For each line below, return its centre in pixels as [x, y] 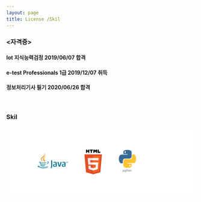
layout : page [23, 13]
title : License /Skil [33, 19]
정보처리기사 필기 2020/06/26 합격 [48, 87]
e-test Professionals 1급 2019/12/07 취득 [57, 72]
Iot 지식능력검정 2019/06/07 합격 [46, 58]
